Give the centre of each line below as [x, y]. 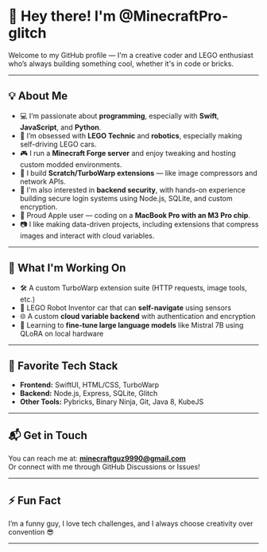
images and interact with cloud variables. [87, 235]
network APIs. [43, 181]
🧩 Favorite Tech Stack [63, 365]
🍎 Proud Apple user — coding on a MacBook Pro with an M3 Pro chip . [135, 215]
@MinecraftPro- [174, 16]
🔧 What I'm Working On [67, 268]
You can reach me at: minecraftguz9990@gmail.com [97, 459]
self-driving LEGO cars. [58, 144]
